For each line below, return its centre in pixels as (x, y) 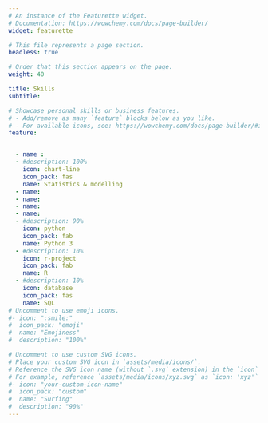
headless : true (33, 53)
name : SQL (39, 303)
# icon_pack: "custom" (48, 392)
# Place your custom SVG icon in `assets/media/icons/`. (105, 362)
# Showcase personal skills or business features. (94, 110)
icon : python (44, 229)
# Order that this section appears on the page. (91, 67)
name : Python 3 (48, 243)
